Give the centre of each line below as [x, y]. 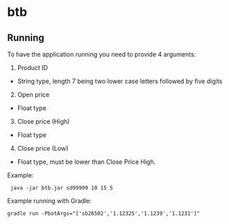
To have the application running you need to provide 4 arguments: [102, 54]
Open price [33, 95]
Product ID [33, 68]
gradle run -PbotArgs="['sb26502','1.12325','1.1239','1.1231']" [103, 214]
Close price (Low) [43, 148]
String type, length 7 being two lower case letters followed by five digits [120, 81]
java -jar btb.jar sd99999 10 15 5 [61, 188]
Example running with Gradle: [49, 201]
